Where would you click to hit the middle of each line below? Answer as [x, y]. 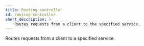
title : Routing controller [34, 10]
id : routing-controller [31, 15]
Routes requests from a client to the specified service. [77, 24]
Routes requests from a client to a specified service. [60, 38]
